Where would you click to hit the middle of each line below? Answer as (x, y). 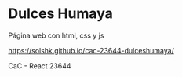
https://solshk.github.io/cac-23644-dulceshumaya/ (91, 50)
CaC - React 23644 (40, 66)
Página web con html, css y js (56, 35)
